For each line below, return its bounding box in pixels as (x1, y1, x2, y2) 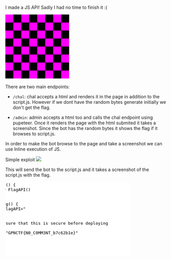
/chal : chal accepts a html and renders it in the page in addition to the (12, 94, 160, 99)
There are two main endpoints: (5, 84, 70, 90)
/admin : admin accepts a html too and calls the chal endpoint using (12, 115, 153, 120)
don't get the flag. (12, 104, 51, 111)
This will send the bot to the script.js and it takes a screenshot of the (5, 166, 150, 172)
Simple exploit (5, 157, 35, 163)
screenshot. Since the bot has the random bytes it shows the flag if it (12, 125, 158, 131)
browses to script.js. (12, 131, 56, 137)
